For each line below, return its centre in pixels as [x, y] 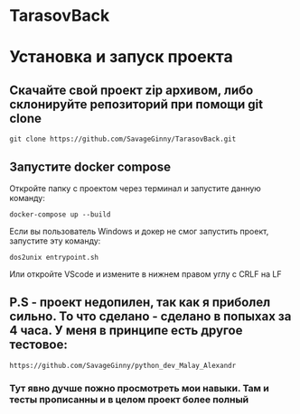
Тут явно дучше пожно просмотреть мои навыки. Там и [139, 388]
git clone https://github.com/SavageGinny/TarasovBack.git [123, 139]
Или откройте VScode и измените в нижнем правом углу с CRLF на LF [145, 274]
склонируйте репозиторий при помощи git [136, 104]
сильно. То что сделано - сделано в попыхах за [150, 317]
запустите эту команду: [55, 241]
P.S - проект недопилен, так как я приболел [140, 303]
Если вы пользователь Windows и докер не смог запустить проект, [139, 231]
